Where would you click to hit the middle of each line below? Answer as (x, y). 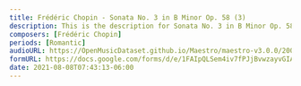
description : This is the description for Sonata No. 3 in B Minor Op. (146, 26)
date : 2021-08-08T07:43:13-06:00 (72, 68)
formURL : (26, 59)
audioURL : (28, 51)
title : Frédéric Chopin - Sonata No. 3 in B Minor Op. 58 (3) (128, 17)
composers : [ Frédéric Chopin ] (66, 34)
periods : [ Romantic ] (48, 43)
